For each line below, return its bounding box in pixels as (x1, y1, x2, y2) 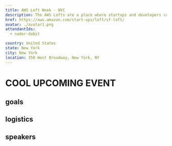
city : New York (5, 50, 38, 56)
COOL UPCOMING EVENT (5, 77, 116, 89)
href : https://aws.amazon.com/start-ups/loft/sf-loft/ (5, 17, 125, 22)
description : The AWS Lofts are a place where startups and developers (5, 12, 161, 17)
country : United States (5, 41, 56, 46)
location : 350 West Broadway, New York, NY (5, 55, 100, 60)
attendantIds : (5, 27, 36, 32)
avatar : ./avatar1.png (5, 22, 54, 27)
